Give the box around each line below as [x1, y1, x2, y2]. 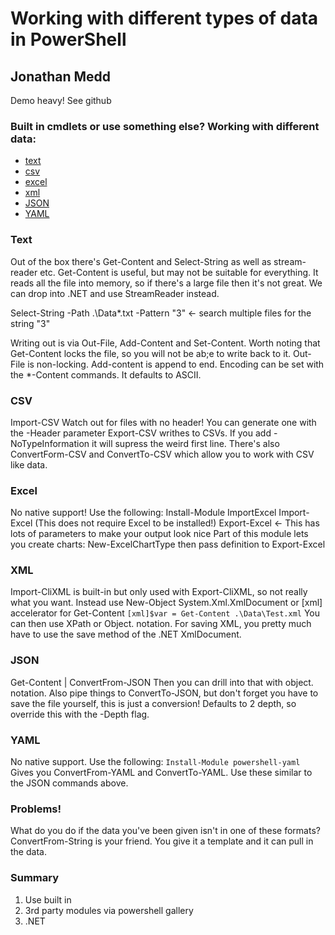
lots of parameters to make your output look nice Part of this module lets [10, 528, 309, 540]
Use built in [24, 893, 72, 906]
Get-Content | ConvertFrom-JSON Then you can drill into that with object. [10, 676, 314, 688]
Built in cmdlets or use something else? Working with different [10, 119, 320, 133]
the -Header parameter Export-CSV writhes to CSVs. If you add [10, 427, 272, 439]
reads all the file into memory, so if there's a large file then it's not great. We [10, 277, 323, 289]
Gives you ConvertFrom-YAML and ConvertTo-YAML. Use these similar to [10, 767, 313, 779]
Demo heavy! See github [10, 95, 112, 106]
